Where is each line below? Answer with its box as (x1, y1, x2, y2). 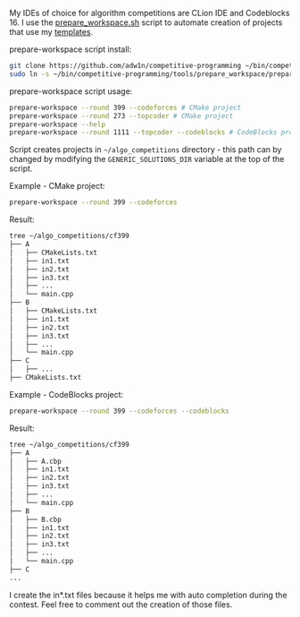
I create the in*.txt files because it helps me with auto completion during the (9, 589, 287, 600)
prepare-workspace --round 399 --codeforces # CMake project (9, 103, 242, 112)
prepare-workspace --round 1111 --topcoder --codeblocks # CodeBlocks (9, 128, 278, 137)
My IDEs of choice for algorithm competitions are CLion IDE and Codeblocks (9, 8, 290, 18)
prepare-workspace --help (9, 120, 105, 129)
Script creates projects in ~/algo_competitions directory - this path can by (9, 144, 282, 155)
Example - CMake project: (9, 181, 105, 192)
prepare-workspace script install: (9, 44, 132, 55)
